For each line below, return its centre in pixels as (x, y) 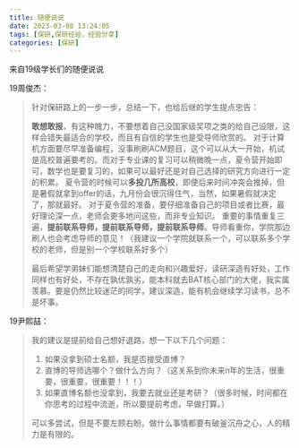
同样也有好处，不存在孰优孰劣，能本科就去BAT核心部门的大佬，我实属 (160, 280)
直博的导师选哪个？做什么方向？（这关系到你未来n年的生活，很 (161, 370)
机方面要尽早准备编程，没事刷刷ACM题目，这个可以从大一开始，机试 (158, 149)
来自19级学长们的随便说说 (57, 69)
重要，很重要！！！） (108, 382)
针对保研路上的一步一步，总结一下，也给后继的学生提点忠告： (145, 108)
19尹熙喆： (29, 321)
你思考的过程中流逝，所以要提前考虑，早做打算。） (137, 404)
